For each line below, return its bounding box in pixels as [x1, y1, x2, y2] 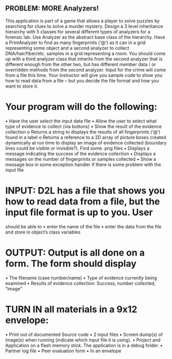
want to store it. [5, 83, 38, 89]
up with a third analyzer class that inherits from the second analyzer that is [5, 56, 163, 62]
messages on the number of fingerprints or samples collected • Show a [5, 156, 156, 162]
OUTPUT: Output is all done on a [5, 247, 145, 258]
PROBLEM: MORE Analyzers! [5, 4, 99, 13]
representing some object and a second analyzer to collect [5, 45, 130, 51]
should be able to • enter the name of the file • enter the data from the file [5, 223, 162, 229]
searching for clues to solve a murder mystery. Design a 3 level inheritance [5, 23, 163, 29]
